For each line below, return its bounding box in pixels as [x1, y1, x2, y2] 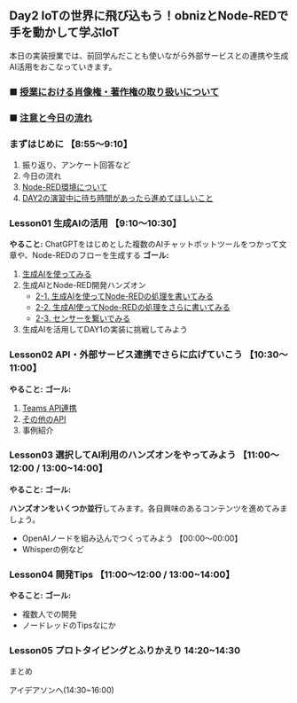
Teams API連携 [21, 402, 77, 413]
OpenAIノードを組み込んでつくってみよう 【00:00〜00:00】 [21, 533, 243, 543]
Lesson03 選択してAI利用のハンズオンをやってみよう [9, 449, 237, 461]
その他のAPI [21, 413, 66, 424]
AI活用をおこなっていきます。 [9, 61, 117, 72]
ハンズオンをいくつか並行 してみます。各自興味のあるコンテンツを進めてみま [9, 503, 288, 513]
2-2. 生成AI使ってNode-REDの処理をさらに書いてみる [35, 302, 231, 313]
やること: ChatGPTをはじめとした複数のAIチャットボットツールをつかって [9, 238, 279, 250]
